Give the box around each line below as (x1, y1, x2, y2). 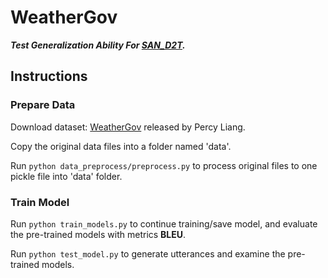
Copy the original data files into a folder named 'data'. (10, 140, 232, 152)
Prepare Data (10, 98, 76, 112)
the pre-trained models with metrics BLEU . (10, 228, 187, 240)
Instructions (10, 68, 88, 85)
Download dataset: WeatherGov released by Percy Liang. (10, 121, 246, 133)
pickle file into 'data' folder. (10, 170, 123, 182)
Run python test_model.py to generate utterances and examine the (10, 247, 286, 260)
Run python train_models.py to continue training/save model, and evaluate (10, 217, 318, 230)
